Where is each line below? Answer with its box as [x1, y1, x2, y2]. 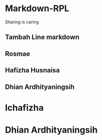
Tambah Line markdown [5, 33, 80, 41]
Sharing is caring [5, 19, 39, 25]
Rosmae [5, 50, 31, 58]
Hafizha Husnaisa [5, 66, 60, 74]
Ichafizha [5, 102, 44, 113]
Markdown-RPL [5, 3, 69, 14]
